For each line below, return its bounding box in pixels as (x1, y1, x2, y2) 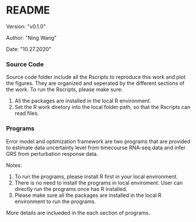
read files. (14, 110, 39, 117)
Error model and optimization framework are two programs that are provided (6, 138, 191, 145)
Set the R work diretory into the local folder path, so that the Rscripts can (14, 104, 191, 111)
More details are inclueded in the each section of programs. (6, 209, 150, 216)
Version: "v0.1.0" (6, 23, 46, 30)
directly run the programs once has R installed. (14, 185, 128, 192)
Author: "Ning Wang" (6, 34, 57, 41)
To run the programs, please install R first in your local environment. (14, 173, 178, 180)
